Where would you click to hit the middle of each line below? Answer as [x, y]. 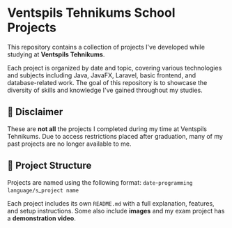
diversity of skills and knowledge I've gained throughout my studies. [105, 90]
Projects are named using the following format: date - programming [100, 182]
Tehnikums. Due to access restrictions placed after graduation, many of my [115, 136]
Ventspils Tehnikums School [91, 13]
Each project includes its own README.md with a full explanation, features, [111, 203]
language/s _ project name [43, 190]
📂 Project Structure [49, 166]
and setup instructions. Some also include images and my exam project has [116, 211]
